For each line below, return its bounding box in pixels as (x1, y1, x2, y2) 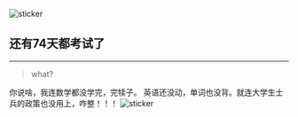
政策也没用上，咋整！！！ (24, 97, 118, 108)
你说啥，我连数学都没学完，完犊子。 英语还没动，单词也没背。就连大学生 (9, 87, 276, 97)
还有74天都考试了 (9, 36, 106, 51)
